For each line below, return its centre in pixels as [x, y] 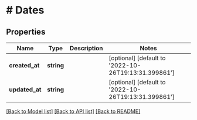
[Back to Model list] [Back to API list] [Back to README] [73, 111]
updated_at [25, 90]
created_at [24, 65]
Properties [26, 32]
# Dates [25, 10]
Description [86, 48]
